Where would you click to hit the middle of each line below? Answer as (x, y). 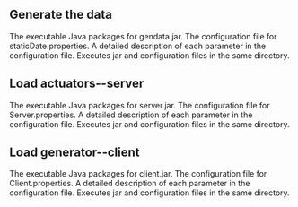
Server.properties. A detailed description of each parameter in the (131, 115)
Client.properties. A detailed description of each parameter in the (130, 184)
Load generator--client (74, 153)
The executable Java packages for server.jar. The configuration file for (140, 105)
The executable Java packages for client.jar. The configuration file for (138, 174)
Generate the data (61, 15)
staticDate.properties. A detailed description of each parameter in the (138, 46)
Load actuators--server (77, 84)
